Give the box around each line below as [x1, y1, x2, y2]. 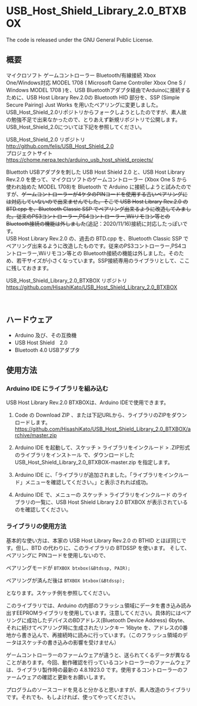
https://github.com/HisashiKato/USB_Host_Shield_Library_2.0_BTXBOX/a [14, 425, 191, 432]
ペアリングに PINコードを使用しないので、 [6, 551, 109, 559]
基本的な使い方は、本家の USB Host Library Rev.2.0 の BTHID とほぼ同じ [6, 536, 181, 544]
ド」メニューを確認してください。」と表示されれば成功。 [14, 479, 151, 486]
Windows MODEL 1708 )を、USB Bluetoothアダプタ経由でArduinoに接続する [6, 86, 191, 93]
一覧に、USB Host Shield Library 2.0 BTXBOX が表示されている [35, 499, 188, 506]
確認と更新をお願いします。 [42, 674, 109, 681]
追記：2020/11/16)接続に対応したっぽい [88, 220, 183, 227]
